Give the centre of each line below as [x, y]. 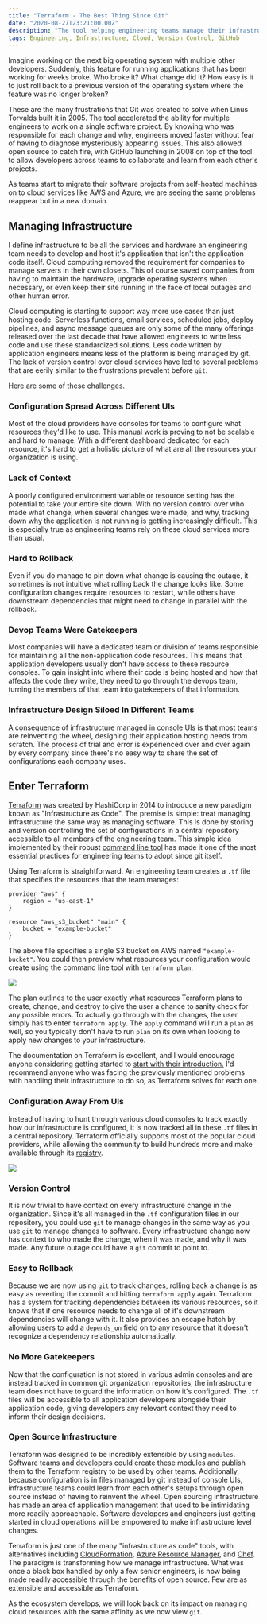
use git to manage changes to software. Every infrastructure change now [129, 1231]
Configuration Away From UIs [66, 1102]
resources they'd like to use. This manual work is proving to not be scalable [132, 432]
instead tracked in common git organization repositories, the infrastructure [130, 1382]
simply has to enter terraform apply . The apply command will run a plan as [131, 1023]
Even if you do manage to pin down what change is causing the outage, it [128, 575]
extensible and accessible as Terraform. [74, 1587]
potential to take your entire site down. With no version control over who [126, 504]
